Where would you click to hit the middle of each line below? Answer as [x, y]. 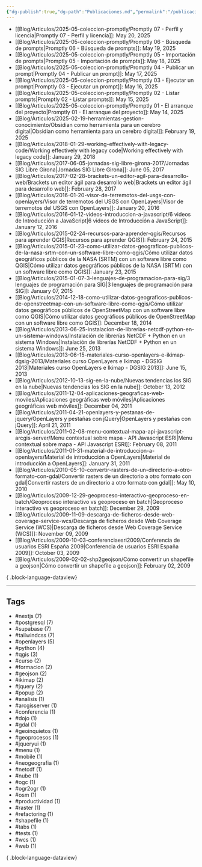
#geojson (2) [31, 673]
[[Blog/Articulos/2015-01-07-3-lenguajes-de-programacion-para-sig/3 [103, 278]
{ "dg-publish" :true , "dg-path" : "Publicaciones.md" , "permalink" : [87, 12]
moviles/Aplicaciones [41, 399]
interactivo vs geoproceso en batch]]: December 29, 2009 [87, 508]
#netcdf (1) [29, 770]
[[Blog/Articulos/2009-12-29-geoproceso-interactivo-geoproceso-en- [102, 495]
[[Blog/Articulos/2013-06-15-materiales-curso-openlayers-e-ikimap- [100, 355]
